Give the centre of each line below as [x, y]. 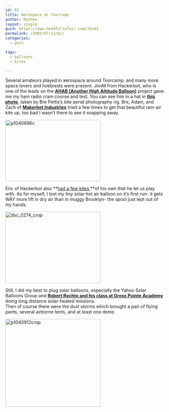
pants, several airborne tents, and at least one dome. [60, 312]
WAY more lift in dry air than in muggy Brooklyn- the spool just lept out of [82, 199]
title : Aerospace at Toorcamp [37, 15]
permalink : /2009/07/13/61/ [35, 33]
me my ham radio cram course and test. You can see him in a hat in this [80, 96]
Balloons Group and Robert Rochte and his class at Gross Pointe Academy [84, 296]
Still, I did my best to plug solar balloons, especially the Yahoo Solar [76, 290]
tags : [11, 52]
